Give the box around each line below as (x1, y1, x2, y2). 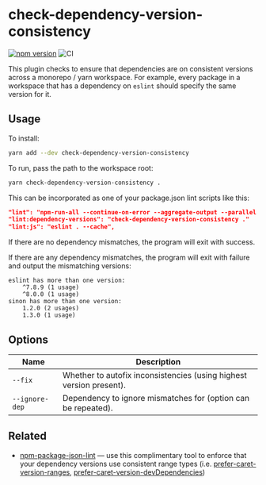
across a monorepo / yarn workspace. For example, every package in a (8, 72, 241, 82)
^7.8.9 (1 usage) (22, 283, 80, 291)
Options (8, 333, 49, 346)
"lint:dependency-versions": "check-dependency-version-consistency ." (8, 216, 249, 224)
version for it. (8, 89, 51, 98)
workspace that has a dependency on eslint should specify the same (8, 81, 237, 90)
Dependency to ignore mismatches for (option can (62, 392, 250, 403)
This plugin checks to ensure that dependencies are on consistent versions (8, 64, 253, 73)
